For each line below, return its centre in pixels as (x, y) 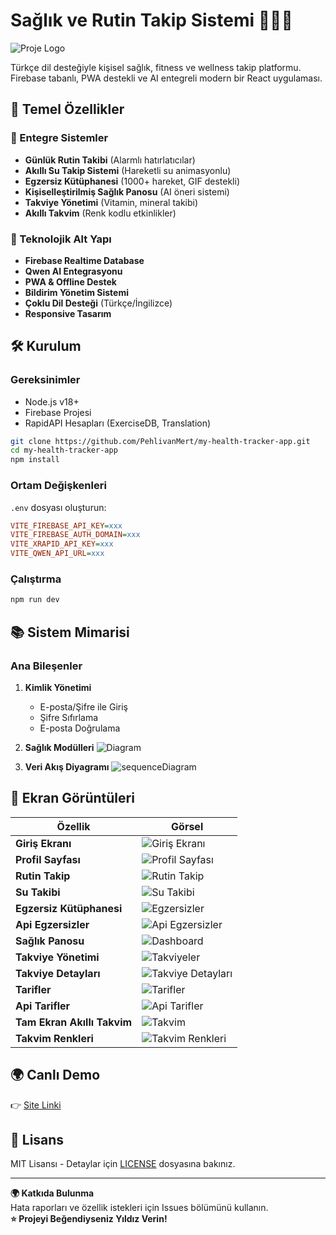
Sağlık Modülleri (59, 747)
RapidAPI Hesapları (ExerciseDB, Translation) (118, 423)
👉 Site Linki (36, 1105)
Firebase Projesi (58, 412)
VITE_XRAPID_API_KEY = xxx (62, 544)
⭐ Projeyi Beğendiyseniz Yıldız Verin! (89, 1219)
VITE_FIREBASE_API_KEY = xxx (66, 525)
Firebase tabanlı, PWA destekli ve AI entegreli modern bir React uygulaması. (166, 78)
